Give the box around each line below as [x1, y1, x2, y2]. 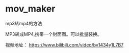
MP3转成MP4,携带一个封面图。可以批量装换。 [5, 31, 102, 37]
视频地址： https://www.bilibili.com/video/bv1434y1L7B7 [5, 41, 124, 48]
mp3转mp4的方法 [5, 20, 42, 26]
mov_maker [5, 3, 56, 15]
